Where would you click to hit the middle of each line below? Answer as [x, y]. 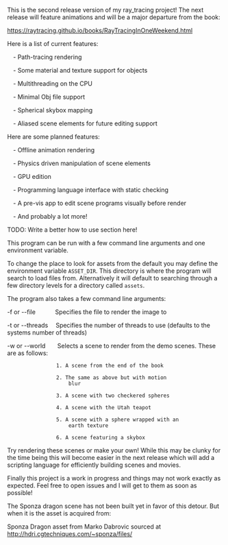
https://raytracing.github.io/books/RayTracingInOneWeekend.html [100, 31]
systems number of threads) [47, 332]
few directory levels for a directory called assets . [76, 285]
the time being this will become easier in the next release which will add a [111, 458]
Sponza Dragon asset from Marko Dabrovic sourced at [84, 526]
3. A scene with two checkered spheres [113, 396]
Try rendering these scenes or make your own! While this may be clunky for [114, 450]
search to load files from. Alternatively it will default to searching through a [112, 278]
